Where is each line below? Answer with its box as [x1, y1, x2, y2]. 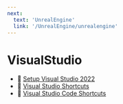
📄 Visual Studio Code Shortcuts [16, 90, 107, 98]
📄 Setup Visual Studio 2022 [16, 75, 95, 83]
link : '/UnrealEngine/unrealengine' [13, 23, 118, 29]
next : [7, 10, 23, 17]
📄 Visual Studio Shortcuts [16, 82, 89, 90]
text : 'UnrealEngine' [13, 16, 76, 23]
